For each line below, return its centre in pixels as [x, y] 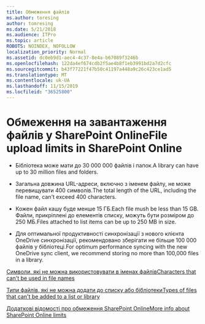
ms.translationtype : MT [37, 75]
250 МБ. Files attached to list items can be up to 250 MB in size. [96, 222]
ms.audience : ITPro [31, 35]
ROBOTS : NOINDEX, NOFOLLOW [41, 47]
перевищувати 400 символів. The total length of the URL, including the [106, 190]
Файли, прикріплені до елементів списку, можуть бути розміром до [105, 215]
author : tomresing [30, 23]
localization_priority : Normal [46, 52]
